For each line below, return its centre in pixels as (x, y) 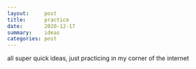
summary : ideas (33, 32)
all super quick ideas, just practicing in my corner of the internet (98, 58)
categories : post (32, 39)
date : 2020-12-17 (41, 26)
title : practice (38, 20)
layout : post (32, 13)
